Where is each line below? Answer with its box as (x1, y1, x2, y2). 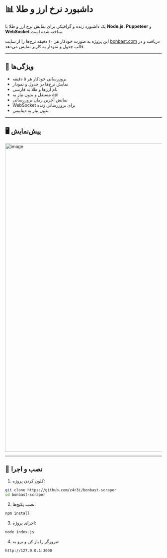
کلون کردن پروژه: (12, 478, 45, 484)
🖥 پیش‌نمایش (5, 127, 41, 136)
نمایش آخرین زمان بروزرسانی (12, 97, 68, 103)
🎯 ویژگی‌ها (5, 63, 34, 71)
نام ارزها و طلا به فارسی (12, 86, 58, 92)
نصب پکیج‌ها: (12, 501, 36, 507)
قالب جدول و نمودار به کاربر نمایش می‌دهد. (5, 43, 85, 49)
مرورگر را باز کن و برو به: (12, 538, 60, 544)
